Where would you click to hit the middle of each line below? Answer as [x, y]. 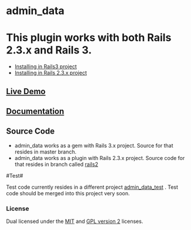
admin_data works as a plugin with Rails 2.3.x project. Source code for [100, 158]
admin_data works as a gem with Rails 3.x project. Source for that [94, 145]
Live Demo [26, 91]
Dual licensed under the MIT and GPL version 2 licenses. [75, 221]
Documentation [35, 111]
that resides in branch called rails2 [56, 164]
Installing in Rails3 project [46, 66]
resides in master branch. [46, 152]
